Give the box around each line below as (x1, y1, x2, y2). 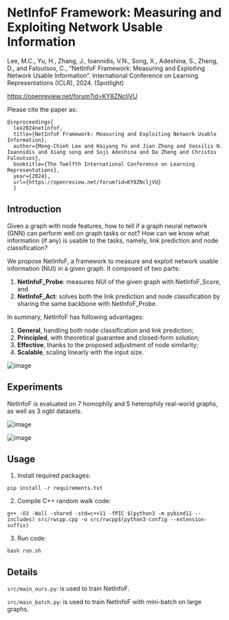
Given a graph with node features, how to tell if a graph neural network (7, 221, 208, 230)
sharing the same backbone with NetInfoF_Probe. (17, 299, 158, 307)
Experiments (7, 381, 63, 393)
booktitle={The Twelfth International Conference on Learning (13, 160, 195, 168)
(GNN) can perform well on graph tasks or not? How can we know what (7, 229, 210, 237)
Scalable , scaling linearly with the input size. (17, 348, 144, 356)
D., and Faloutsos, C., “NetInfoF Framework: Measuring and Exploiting (7, 64, 205, 72)
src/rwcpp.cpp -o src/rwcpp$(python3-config (37, 516, 168, 523)
